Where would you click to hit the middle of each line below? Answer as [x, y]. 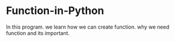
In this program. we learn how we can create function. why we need [88, 27]
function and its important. [38, 33]
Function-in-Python [55, 11]
